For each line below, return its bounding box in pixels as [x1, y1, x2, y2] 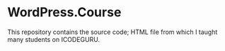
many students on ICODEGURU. [7, 35, 100, 43]
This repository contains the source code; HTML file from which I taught [7, 28, 218, 36]
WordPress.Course [7, 4, 122, 21]
